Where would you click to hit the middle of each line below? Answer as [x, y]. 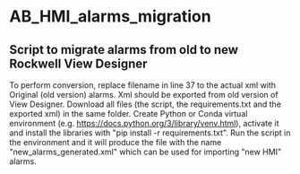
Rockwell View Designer [78, 63]
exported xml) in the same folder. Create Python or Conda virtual [129, 113]
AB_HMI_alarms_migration [111, 17]
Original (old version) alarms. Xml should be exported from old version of [144, 95]
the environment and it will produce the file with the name [116, 142]
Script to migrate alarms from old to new [124, 50]
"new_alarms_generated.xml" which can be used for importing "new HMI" [146, 152]
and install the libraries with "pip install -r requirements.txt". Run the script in [150, 133]
